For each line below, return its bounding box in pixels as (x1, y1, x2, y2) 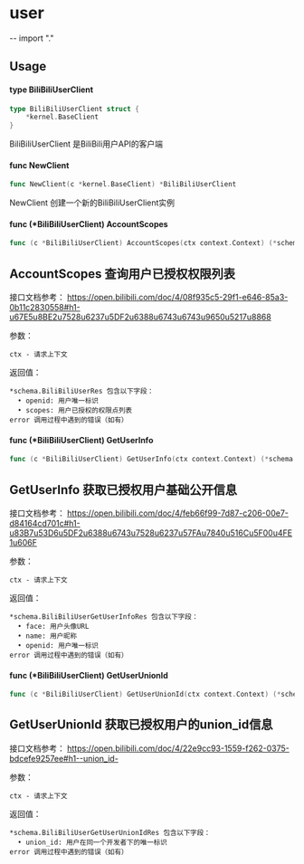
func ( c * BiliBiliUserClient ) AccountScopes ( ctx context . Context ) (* (9, 239, 278, 248)
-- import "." (9, 33, 54, 43)
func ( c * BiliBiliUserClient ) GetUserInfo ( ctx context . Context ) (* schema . (9, 455, 298, 464)
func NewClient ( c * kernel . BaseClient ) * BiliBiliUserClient (9, 180, 237, 189)
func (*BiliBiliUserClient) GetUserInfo (9, 434, 154, 445)
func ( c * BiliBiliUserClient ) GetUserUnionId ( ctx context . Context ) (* (9, 690, 281, 699)
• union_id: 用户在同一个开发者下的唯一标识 (17, 838, 167, 847)
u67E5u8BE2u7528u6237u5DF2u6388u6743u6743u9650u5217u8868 (9, 311, 271, 323)
